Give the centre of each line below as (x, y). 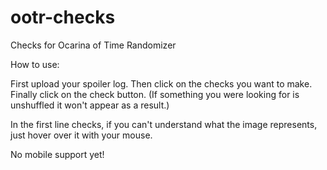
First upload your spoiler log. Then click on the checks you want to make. (161, 83)
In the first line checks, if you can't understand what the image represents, (164, 124)
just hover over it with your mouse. (81, 135)
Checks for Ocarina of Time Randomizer (93, 45)
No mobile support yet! (57, 154)
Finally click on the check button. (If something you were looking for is (155, 94)
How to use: (35, 64)
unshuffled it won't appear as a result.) (90, 105)
